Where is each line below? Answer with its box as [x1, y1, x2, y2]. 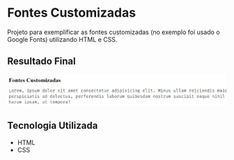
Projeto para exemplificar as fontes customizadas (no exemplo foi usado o [7, 28, 221, 36]
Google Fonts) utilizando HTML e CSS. [7, 35, 118, 43]
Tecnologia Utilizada [7, 120, 98, 131]
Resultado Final [7, 56, 76, 67]
